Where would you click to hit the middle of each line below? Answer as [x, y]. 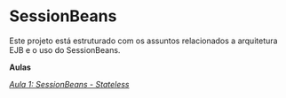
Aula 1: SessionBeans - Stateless [69, 84]
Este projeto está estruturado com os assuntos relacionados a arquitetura [143, 41]
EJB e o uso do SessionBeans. [65, 49]
